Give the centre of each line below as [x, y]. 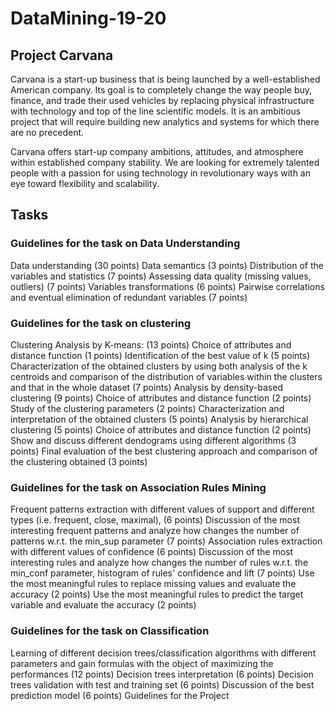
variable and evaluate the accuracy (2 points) [103, 605]
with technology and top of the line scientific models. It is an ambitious [156, 111]
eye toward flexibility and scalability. [85, 183]
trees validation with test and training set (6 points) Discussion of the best [162, 684]
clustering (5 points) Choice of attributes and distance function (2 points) [161, 429]
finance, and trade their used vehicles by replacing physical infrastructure [162, 100]
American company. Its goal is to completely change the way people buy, [161, 90]
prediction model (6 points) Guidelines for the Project [120, 695]
